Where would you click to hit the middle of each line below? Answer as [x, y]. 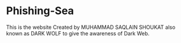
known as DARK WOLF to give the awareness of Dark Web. [78, 33]
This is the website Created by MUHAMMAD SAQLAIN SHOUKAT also [91, 27]
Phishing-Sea [40, 11]
